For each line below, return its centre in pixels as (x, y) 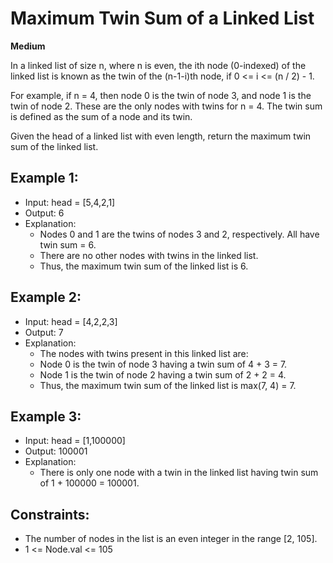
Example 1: (44, 178)
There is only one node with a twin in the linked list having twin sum (179, 473)
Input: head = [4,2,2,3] (71, 321)
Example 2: (46, 297)
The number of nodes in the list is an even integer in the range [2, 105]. (171, 539)
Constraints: (50, 514)
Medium (28, 46)
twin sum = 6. (68, 244)
